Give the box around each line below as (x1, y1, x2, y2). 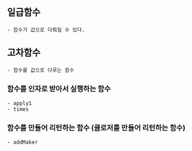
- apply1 (7, 100, 32, 106)
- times (7, 106, 29, 113)
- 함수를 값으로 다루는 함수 (7, 67, 75, 73)
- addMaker (7, 139, 38, 146)
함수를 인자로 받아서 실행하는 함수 (7, 84, 111, 93)
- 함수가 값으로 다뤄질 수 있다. (7, 26, 86, 33)
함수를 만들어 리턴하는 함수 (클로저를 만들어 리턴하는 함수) (7, 123, 186, 132)
